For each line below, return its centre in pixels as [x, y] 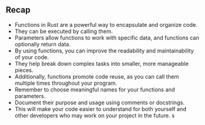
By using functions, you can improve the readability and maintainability [104, 51]
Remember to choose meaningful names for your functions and [95, 89]
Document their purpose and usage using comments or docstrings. [99, 102]
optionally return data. [43, 44]
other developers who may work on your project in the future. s [95, 115]
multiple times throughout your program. [66, 83]
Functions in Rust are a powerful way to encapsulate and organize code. [106, 24]
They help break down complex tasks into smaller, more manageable [102, 63]
